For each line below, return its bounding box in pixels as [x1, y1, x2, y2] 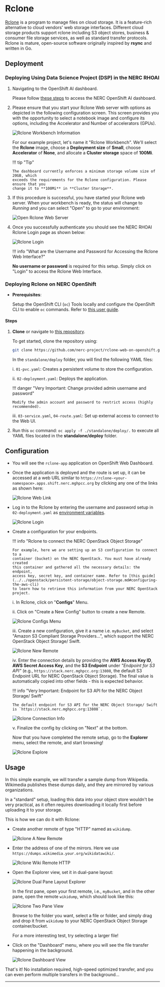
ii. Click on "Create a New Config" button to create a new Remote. [12, 609, 146, 614]
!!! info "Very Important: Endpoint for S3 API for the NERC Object [12, 688, 142, 694]
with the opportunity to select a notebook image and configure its [12, 115, 145, 121]
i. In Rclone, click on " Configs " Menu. [12, 599, 89, 605]
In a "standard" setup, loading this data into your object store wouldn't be [5, 796, 154, 802]
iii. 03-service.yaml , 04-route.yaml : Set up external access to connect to [12, 413, 159, 418]
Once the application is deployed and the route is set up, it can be [12, 469, 146, 475]
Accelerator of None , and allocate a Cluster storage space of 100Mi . [12, 149, 154, 155]
